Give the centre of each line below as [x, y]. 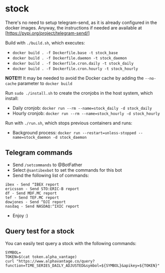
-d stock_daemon [70, 137]
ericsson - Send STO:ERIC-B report [42, 189]
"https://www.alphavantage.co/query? [55, 261]
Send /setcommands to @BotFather [47, 165]
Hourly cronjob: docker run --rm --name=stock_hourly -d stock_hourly [86, 113]
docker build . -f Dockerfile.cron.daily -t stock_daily [73, 63]
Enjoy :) [20, 216]
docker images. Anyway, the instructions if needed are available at [74, 27]
